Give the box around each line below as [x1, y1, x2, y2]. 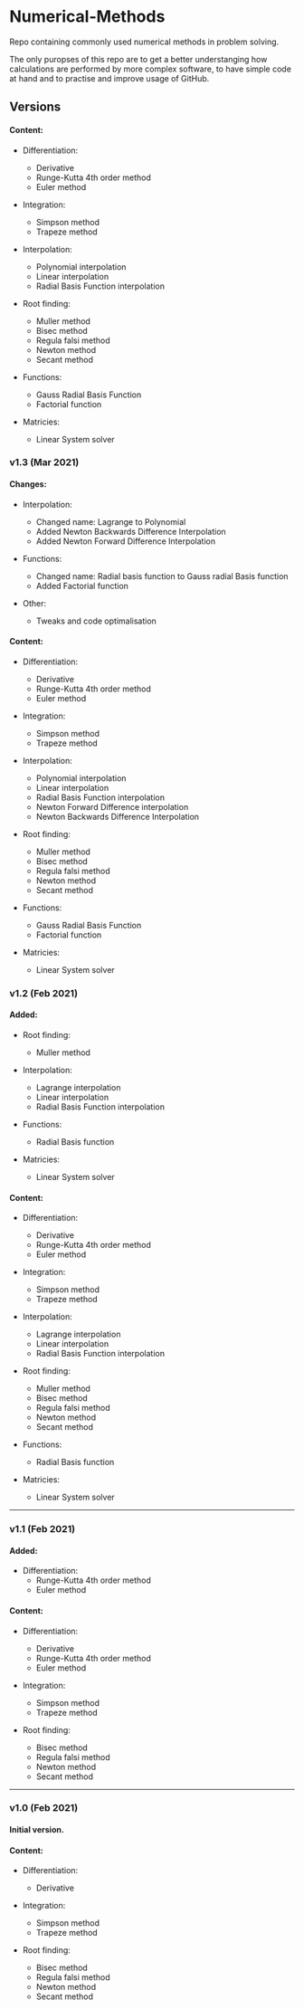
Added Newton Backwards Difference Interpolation [35, 526, 226, 537]
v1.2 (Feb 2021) [9, 986, 79, 999]
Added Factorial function [35, 580, 129, 591]
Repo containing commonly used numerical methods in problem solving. [9, 36, 280, 47]
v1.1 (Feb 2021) [9, 1523, 75, 1536]
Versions [9, 100, 62, 115]
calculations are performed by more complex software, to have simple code [9, 63, 292, 74]
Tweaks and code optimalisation [35, 615, 157, 626]
